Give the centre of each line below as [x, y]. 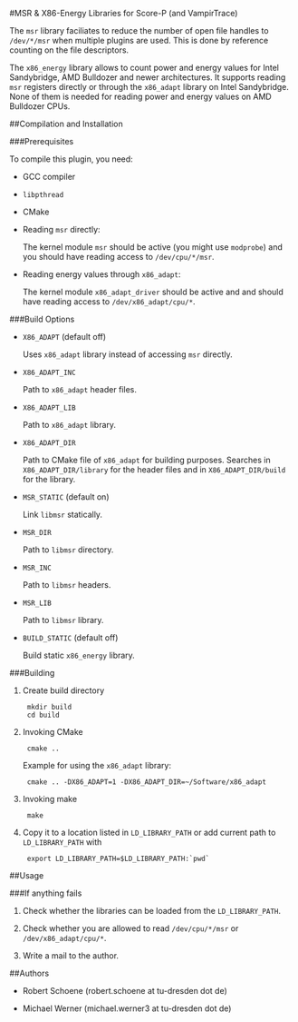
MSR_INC [37, 568]
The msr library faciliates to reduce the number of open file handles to [139, 30]
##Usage [27, 875]
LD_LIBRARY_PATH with [62, 842]
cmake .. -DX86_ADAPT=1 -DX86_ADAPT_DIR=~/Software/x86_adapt [147, 782]
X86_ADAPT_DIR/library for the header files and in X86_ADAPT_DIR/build [154, 470]
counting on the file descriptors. [69, 50]
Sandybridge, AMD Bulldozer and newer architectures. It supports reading [148, 77]
